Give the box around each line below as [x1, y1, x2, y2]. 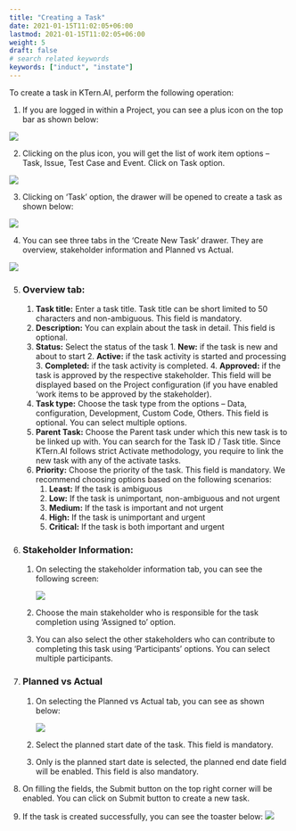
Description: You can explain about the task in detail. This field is [35, 323, 275, 333]
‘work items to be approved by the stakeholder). [35, 389, 212, 399]
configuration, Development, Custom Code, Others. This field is [35, 407, 269, 419]
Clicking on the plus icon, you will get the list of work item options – [21, 148, 270, 159]
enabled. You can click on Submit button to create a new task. [21, 793, 250, 803]
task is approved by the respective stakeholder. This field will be [35, 370, 272, 381]
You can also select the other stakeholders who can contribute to [35, 634, 275, 645]
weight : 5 [9, 37, 46, 47]
